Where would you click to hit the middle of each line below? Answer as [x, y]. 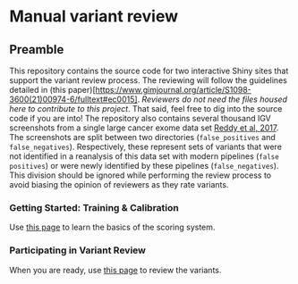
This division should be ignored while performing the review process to [140, 175]
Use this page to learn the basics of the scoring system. [112, 227]
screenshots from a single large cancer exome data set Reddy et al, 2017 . [144, 128]
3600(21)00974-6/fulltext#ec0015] [73, 99]
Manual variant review [94, 17]
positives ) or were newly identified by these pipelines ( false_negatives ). [144, 166]
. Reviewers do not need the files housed [213, 99]
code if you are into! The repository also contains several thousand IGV [140, 118]
